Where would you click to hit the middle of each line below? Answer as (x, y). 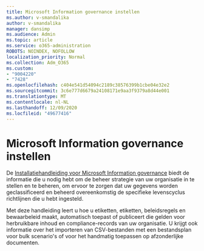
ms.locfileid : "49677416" (39, 113)
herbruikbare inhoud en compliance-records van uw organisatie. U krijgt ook (102, 223)
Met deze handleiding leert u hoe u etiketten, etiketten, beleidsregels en (96, 210)
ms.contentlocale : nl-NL (38, 102)
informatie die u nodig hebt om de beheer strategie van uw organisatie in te (100, 179)
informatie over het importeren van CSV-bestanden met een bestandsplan (99, 230)
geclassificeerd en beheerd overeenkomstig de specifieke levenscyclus (96, 192)
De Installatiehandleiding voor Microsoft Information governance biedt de (98, 173)
